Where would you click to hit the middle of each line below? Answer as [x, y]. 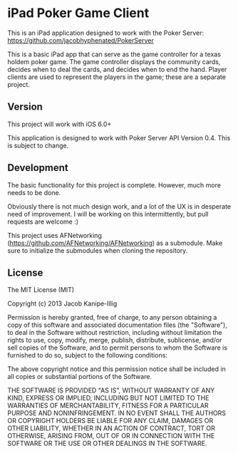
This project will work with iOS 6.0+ [59, 124]
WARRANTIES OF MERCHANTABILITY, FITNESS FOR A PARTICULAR [108, 406]
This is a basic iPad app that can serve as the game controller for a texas [114, 54]
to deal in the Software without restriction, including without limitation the [115, 333]
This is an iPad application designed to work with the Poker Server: [106, 33]
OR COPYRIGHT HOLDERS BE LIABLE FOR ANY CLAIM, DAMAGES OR [110, 421]
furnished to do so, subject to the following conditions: [87, 355]
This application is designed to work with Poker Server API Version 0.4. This [119, 137]
